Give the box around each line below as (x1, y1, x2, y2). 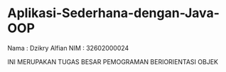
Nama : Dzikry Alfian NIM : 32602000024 (7, 43, 129, 52)
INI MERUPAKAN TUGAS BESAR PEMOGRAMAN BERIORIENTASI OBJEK (7, 57, 219, 66)
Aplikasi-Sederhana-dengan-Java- (7, 5, 220, 21)
